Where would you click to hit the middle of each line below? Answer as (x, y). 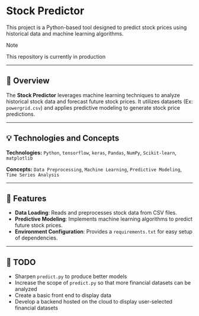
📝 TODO (21, 262)
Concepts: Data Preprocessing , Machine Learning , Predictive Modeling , (94, 169)
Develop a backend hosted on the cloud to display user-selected (94, 302)
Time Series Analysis (33, 175)
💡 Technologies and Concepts (63, 138)
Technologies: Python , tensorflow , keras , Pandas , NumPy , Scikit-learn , (91, 152)
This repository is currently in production (56, 56)
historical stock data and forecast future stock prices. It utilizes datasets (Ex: (99, 101)
